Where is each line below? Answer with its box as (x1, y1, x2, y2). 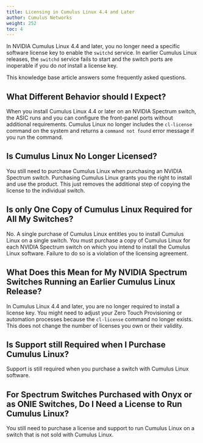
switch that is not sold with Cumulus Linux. (6, 431, 114, 439)
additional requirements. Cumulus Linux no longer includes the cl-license (6, 121, 193, 128)
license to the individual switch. (6, 186, 85, 194)
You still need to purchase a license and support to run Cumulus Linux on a (6, 425, 195, 432)
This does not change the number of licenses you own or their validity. (6, 322, 183, 329)
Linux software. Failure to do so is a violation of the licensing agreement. (6, 249, 188, 257)
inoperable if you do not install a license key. (6, 62, 118, 69)
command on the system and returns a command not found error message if (6, 127, 194, 135)
